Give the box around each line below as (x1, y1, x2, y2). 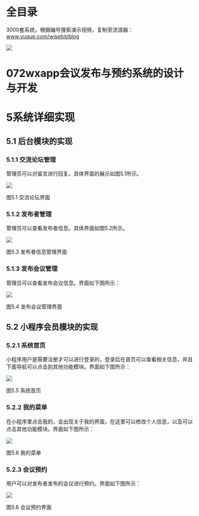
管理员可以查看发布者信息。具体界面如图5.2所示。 (6, 225, 129, 232)
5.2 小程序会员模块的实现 (6, 321, 98, 332)
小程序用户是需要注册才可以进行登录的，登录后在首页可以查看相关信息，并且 (6, 356, 193, 363)
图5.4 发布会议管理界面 (6, 303, 62, 310)
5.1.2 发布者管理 (6, 210, 52, 218)
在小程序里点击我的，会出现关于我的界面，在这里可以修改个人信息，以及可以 (6, 418, 193, 425)
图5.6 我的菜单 (6, 449, 41, 456)
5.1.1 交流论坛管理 (6, 155, 56, 164)
